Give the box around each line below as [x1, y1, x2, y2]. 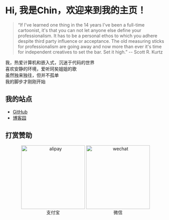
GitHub [12, 108, 28, 115]
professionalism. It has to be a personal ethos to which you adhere [17, 33, 158, 39]
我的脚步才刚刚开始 [5, 78, 46, 85]
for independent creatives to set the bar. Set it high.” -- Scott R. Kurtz [17, 49, 163, 55]
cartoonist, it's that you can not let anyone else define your [17, 27, 142, 33]
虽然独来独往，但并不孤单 [5, 72, 59, 78]
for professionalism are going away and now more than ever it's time [17, 43, 162, 49]
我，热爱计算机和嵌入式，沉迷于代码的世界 [5, 59, 95, 65]
